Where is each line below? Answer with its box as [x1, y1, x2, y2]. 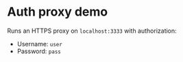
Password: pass [16, 47, 62, 55]
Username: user [16, 40, 63, 48]
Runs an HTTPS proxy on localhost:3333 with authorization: [7, 27, 177, 35]
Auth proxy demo [7, 4, 108, 20]
